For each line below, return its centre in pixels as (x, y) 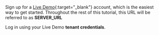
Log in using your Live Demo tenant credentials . (55, 27)
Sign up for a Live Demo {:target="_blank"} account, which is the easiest (79, 7)
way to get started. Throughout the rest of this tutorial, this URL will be (78, 12)
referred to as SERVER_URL (34, 17)
